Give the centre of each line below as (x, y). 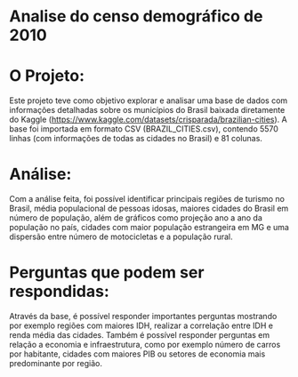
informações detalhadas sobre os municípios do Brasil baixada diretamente (147, 110)
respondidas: (59, 292)
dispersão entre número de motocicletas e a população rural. (121, 237)
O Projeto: (47, 76)
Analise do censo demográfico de (136, 16)
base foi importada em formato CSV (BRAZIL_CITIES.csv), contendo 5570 (144, 129)
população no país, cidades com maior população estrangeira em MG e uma (149, 228)
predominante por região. (56, 363)
